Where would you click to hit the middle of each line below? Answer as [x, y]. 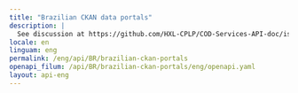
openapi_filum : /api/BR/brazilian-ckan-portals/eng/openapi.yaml [132, 67]
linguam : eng [33, 50]
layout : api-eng [39, 75]
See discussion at [51, 34]
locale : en [29, 42]
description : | [37, 26]
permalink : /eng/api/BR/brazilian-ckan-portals [99, 58]
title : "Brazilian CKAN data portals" [81, 17]
